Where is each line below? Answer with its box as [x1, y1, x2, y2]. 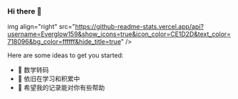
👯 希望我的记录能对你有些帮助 [17, 83, 105, 92]
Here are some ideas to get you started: [7, 51, 124, 59]
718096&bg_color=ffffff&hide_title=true [7, 37, 121, 46]
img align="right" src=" [7, 23, 76, 31]
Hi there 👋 [7, 6, 43, 16]
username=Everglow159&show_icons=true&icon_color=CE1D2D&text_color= [7, 30, 231, 38]
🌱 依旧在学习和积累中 [17, 74, 80, 83]
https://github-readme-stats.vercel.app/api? [75, 23, 204, 31]
